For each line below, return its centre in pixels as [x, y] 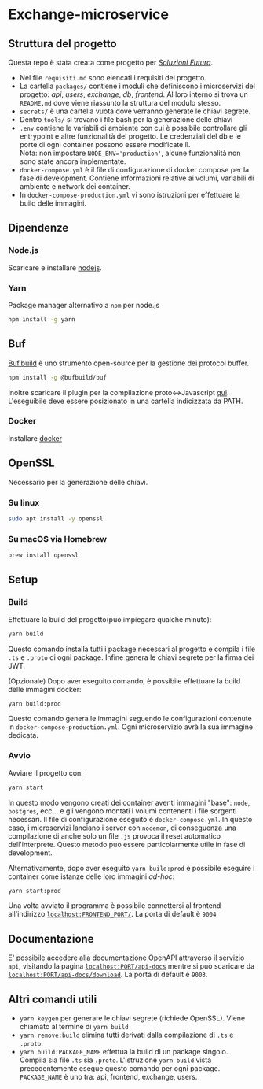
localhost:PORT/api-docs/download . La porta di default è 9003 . [108, 975]
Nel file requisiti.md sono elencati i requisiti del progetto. [113, 78]
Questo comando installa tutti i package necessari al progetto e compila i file [132, 649]
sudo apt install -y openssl [56, 519]
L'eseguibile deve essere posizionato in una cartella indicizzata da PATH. [126, 401]
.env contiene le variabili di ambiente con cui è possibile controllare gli [133, 128]
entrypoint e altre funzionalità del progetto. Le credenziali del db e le [130, 136]
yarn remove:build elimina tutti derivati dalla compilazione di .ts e [126, 1035]
